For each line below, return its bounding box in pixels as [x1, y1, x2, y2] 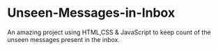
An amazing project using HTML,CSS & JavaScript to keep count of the [7, 28, 211, 36]
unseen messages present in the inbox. [7, 35, 120, 43]
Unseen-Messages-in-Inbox [7, 5, 176, 21]
